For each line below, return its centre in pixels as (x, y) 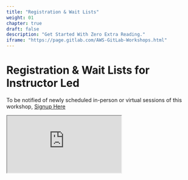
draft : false (23, 29)
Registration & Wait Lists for (78, 70)
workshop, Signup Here (36, 106)
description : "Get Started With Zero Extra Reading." (76, 35)
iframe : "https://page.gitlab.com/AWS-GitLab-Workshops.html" (87, 40)
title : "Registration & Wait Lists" (53, 12)
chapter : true (24, 23)
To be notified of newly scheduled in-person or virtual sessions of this (94, 100)
